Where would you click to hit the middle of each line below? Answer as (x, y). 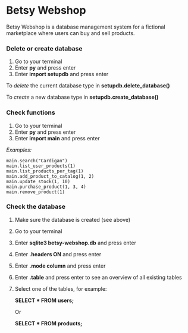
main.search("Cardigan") (37, 161)
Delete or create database (44, 48)
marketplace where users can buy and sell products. (70, 33)
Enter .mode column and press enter (60, 266)
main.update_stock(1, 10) (38, 181)
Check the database (36, 207)
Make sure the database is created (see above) (73, 219)
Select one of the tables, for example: (61, 288)
